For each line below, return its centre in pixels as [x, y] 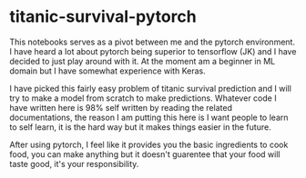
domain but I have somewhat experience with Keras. [108, 71]
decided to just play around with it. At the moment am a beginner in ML [143, 61]
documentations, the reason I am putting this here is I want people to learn [149, 117]
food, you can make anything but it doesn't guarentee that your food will [145, 154]
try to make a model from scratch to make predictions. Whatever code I [143, 98]
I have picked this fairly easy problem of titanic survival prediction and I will [150, 88]
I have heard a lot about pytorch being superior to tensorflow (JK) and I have [153, 51]
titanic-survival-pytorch [103, 17]
